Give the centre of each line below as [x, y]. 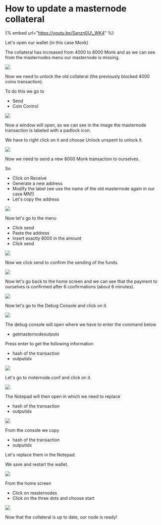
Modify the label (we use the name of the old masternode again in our [83, 189]
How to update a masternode [66, 9]
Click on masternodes [35, 493]
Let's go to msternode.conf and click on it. [48, 377]
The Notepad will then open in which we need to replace [63, 396]
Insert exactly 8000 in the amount [47, 238]
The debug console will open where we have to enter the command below [81, 324]
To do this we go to [25, 91]
